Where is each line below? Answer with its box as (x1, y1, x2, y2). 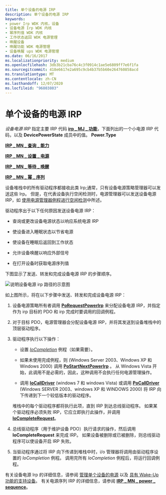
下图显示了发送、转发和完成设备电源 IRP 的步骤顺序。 (5, 271, 114, 277)
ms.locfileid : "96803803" (5, 85, 58, 91)
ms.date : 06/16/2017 (5, 53, 48, 59)
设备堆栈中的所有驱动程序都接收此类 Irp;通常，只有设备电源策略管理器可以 (5, 185, 157, 191)
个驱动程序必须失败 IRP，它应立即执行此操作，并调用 (12, 409, 120, 415)
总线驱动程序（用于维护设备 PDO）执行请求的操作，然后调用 (12, 426, 136, 432)
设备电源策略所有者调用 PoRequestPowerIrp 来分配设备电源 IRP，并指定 (12, 303, 161, 309)
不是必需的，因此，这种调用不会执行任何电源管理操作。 (41, 370, 155, 375)
